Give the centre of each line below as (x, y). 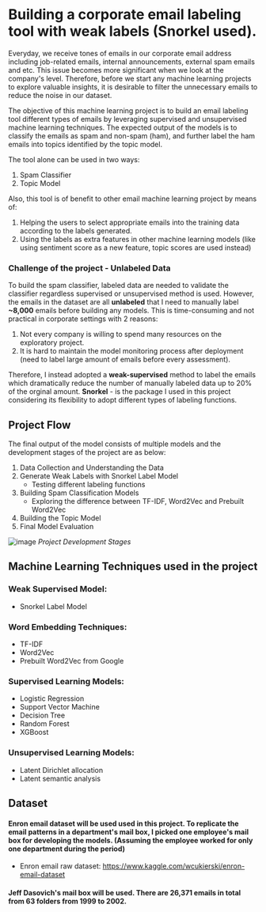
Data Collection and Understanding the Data (92, 467)
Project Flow (40, 425)
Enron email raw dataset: (60, 866)
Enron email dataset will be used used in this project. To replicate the (123, 823)
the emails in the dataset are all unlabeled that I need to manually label (123, 302)
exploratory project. (52, 342)
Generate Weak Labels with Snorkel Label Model (99, 476)
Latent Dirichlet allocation (61, 770)
